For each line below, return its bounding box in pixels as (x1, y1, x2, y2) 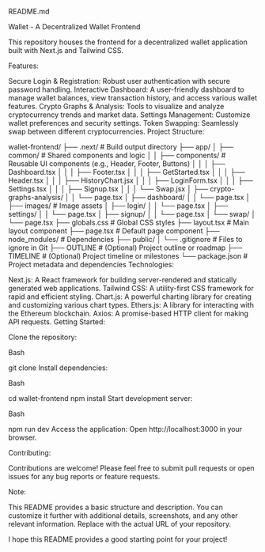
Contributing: (8, 448, 51, 457)
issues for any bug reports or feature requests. (8, 472, 161, 481)
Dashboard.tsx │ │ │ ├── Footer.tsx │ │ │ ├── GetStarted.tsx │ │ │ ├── (8, 168, 245, 176)
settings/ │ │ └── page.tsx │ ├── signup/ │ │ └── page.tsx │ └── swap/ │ (8, 210, 256, 218)
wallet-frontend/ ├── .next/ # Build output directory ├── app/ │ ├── (8, 142, 234, 151)
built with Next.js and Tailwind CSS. (8, 46, 124, 55)
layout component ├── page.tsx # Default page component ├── (8, 226, 220, 236)
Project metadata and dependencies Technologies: (8, 260, 174, 269)
